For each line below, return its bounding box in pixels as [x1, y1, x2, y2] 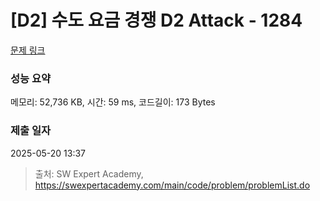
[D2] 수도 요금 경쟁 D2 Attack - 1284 [10, 9, 303, 32]
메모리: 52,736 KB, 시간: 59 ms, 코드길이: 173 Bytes [10, 96, 216, 108]
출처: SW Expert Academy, [34, 167, 144, 180]
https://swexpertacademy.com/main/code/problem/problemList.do [34, 179, 311, 191]
